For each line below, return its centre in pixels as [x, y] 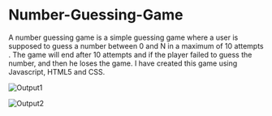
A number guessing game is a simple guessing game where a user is [123, 37]
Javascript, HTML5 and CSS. [57, 71]
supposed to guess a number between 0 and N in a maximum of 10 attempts [136, 45]
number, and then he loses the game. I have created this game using [123, 63]
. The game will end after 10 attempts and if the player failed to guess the [130, 54]
